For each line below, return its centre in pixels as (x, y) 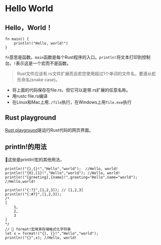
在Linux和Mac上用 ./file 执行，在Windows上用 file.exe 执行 (72, 102)
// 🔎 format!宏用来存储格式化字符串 (38, 229)
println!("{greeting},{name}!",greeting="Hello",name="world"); (71, 177)
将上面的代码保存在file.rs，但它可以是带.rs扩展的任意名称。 (71, 90)
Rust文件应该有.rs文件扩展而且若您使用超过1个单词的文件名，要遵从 (84, 74)
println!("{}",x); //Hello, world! (41, 238)
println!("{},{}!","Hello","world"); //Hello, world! (62, 169)
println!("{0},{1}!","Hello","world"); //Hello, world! (63, 173)
